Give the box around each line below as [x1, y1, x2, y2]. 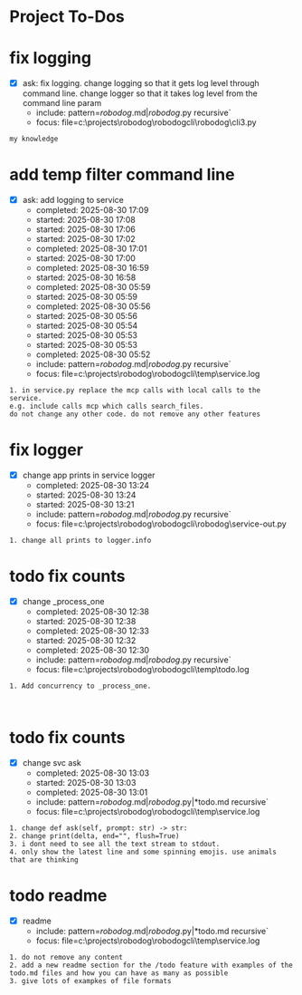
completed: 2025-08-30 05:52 [35, 349, 151, 360]
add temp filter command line [9, 165, 235, 185]
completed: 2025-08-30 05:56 [35, 301, 151, 312]
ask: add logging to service [22, 195, 125, 206]
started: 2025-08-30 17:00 [35, 253, 136, 264]
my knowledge [9, 134, 59, 144]
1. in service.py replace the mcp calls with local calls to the [9, 386, 260, 395]
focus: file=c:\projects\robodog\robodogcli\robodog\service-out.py [35, 518, 287, 529]
